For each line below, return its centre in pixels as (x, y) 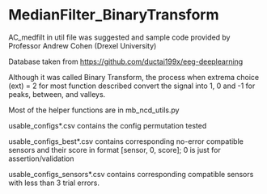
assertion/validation (41, 158)
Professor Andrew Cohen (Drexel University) (83, 45)
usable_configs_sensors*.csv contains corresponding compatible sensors (131, 174)
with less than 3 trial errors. (54, 183)
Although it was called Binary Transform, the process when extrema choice (134, 77)
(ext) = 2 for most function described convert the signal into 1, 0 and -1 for (132, 86)
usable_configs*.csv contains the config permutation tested (108, 125)
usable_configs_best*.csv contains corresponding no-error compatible (126, 141)
